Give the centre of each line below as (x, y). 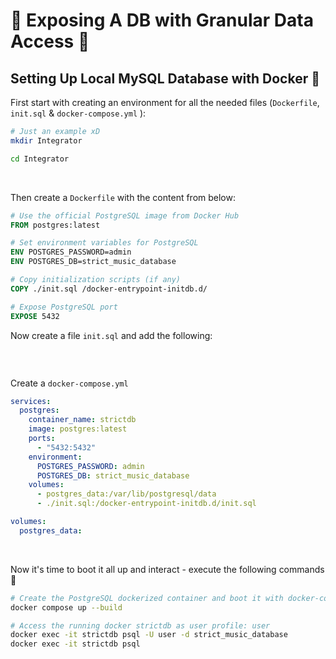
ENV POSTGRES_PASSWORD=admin (71, 252)
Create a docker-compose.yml (69, 383)
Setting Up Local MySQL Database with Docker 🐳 (165, 78)
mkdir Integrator (46, 140)
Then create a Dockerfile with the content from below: (123, 197)
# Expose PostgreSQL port (64, 307)
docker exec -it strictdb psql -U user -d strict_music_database (149, 635)
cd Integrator (40, 159)
